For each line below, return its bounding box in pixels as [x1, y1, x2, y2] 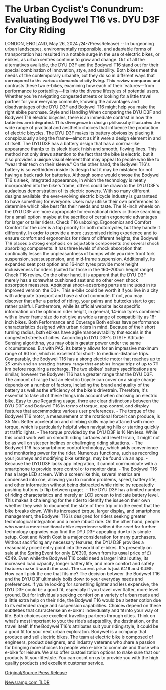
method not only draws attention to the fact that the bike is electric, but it [5, 151, 154, 157]
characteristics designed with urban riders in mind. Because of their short [5, 324, 156, 330]
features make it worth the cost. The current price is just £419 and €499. [5, 566, 153, 571]
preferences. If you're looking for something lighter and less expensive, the [5, 581, 158, 587]
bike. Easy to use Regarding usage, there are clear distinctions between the [5, 398, 159, 404]
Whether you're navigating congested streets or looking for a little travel [5, 93, 152, 99]
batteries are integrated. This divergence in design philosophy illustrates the [5, 120, 160, 125]
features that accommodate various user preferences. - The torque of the [5, 408, 155, 414]
